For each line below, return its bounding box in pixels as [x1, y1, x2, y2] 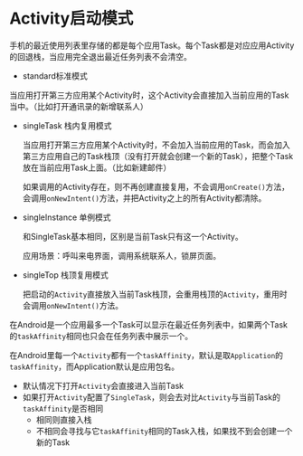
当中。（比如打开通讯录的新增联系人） [9, 100, 148, 111]
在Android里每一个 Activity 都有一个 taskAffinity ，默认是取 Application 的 [9, 349, 283, 360]
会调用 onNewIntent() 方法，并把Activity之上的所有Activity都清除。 [22, 192, 267, 204]
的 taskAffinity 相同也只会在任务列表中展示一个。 [9, 330, 193, 341]
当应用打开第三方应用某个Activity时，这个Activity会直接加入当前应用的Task [9, 90, 289, 100]
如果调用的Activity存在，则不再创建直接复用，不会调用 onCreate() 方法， [22, 181, 289, 192]
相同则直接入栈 [35, 413, 92, 425]
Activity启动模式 [9, 8, 134, 29]
